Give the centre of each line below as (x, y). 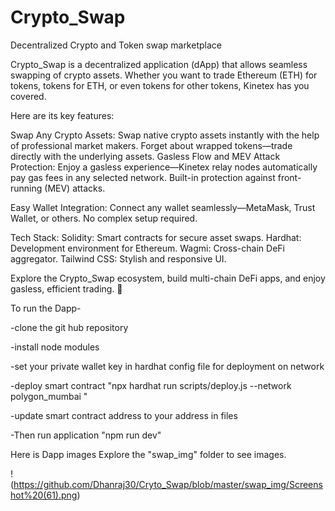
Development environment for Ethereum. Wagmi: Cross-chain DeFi (147, 248)
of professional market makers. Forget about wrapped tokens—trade (151, 145)
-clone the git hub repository (69, 327)
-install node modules (55, 347)
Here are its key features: (62, 115)
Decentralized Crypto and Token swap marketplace (116, 45)
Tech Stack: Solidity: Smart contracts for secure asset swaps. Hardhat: (156, 237)
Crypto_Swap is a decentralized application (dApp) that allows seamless (159, 64)
